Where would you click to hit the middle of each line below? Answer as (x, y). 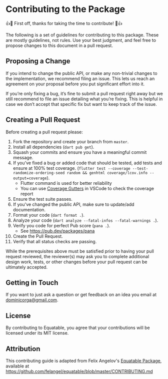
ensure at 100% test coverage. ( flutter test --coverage (71, 168)
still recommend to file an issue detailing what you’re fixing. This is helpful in (84, 99)
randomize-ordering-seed (39, 173)
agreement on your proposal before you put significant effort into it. (75, 84)
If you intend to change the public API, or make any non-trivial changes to (81, 73)
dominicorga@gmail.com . (32, 300)
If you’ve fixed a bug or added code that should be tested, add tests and (87, 163)
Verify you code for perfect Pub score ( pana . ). (61, 225)
